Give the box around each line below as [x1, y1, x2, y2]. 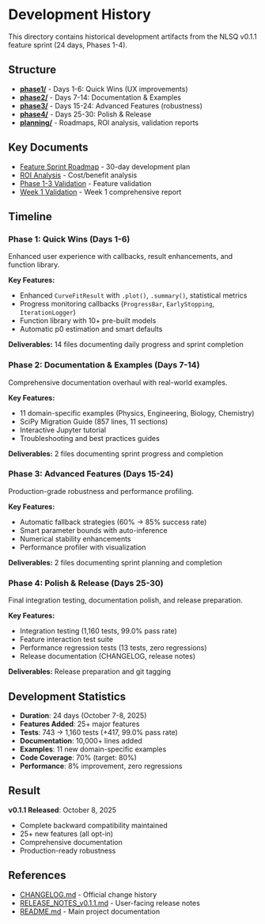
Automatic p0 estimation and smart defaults [19, 325, 163, 334]
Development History [8, 6, 152, 24]
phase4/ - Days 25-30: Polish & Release [19, 109, 152, 119]
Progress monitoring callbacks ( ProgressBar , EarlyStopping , [19, 299, 215, 309]
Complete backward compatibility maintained [19, 820, 168, 830]
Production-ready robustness [19, 846, 116, 855]
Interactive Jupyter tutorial [19, 425, 107, 435]
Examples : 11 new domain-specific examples [19, 744, 167, 754]
